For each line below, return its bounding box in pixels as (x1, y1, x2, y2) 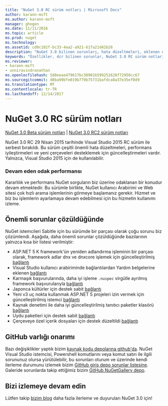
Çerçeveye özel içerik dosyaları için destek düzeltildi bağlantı (12, 318, 138, 324)
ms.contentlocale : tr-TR (5, 86, 57, 92)
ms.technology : (5, 40, 37, 45)
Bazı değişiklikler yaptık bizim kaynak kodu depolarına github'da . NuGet (5, 346, 152, 352)
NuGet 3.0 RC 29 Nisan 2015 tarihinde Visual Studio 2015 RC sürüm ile (5, 139, 150, 146)
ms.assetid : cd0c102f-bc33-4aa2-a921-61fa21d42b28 (5, 45, 113, 50)
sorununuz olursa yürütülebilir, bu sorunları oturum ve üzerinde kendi (5, 357, 147, 363)
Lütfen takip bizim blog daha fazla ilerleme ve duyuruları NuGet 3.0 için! (5, 395, 152, 401)
